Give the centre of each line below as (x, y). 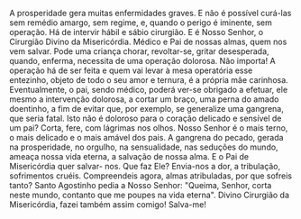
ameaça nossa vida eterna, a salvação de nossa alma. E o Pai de (129, 156)
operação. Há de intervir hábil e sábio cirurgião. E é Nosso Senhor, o (137, 32)
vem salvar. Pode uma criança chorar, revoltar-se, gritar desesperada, (139, 51)
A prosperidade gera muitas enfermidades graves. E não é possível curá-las (150, 13)
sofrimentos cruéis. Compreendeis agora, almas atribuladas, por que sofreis (151, 176)
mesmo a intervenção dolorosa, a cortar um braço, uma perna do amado (144, 99)
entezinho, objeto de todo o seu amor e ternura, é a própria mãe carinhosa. (149, 80)
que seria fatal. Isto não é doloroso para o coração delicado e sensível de (146, 118)
